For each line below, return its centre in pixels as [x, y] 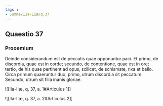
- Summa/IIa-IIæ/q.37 [27, 14]
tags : [12, 10]
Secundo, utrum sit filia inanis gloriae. [43, 79]
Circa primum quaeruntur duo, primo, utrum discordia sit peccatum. [74, 75]
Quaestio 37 [24, 34]
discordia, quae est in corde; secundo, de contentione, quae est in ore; [77, 64]
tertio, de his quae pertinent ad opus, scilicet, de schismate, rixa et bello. [79, 69]
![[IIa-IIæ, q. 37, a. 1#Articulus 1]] [38, 89]
